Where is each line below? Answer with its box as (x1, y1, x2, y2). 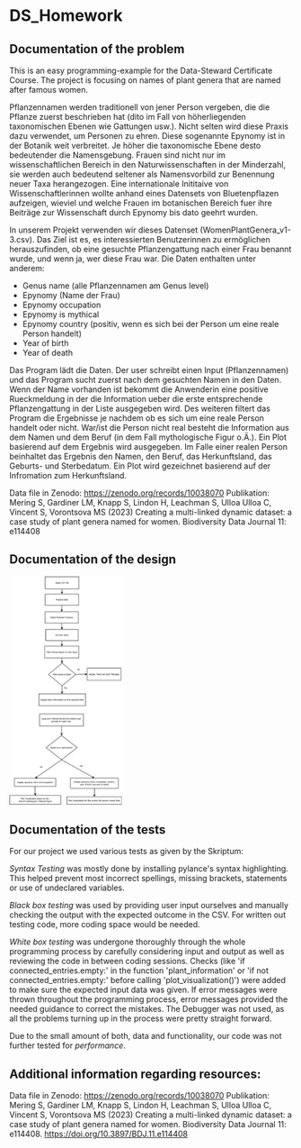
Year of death (22, 348, 74, 358)
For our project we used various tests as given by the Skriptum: (9, 846, 244, 857)
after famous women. (9, 85, 88, 95)
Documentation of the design (9, 551, 177, 568)
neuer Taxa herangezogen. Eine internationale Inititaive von (9, 178, 229, 189)
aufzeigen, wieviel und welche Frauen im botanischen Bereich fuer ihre (9, 197, 272, 208)
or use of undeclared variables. (9, 882, 125, 893)
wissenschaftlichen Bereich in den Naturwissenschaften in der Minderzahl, (9, 159, 286, 169)
